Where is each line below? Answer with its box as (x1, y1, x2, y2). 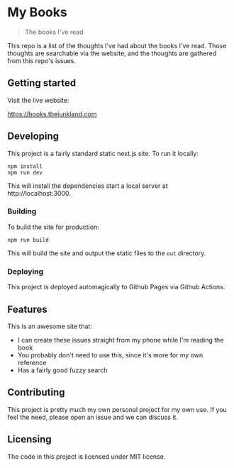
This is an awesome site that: (7, 322, 92, 330)
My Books (7, 4, 67, 21)
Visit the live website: (7, 96, 69, 104)
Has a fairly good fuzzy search (17, 366, 108, 374)
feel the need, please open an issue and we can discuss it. (7, 413, 179, 421)
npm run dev (7, 169, 43, 176)
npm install (7, 162, 43, 170)
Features (7, 303, 48, 316)
